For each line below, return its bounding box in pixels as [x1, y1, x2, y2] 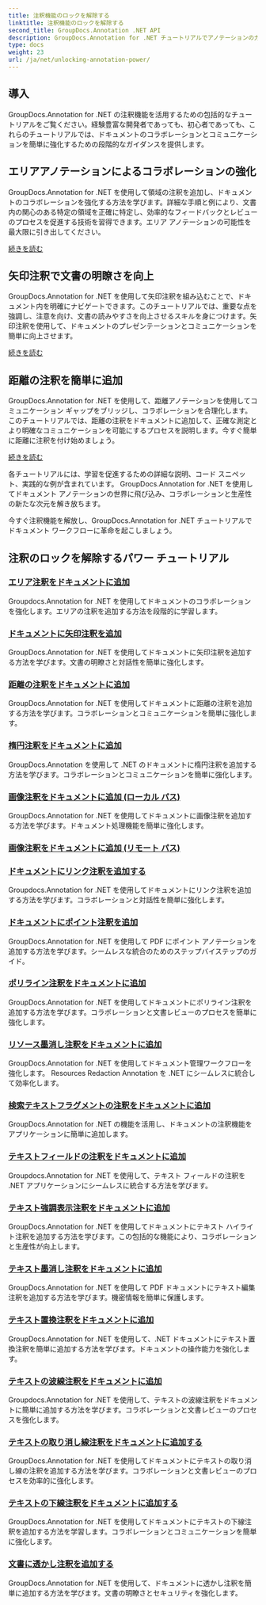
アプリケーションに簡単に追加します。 [8, 1130, 133, 1139]
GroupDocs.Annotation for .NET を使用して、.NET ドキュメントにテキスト [8, 1334, 249, 1344]
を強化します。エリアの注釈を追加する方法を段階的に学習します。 [8, 606, 222, 616]
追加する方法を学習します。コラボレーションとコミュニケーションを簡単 [21, 1527, 257, 1537]
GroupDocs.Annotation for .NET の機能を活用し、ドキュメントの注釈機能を [8, 1119, 253, 1129]
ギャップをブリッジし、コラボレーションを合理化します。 [65, 406, 252, 416]
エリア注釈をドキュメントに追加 [8, 577, 131, 588]
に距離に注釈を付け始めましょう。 [8, 436, 120, 445]
